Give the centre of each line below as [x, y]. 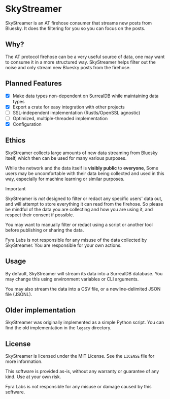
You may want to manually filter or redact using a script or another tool [79, 224]
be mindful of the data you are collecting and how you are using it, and [79, 209]
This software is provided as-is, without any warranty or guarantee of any [82, 372]
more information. [24, 361]
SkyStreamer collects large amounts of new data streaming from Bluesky [82, 153]
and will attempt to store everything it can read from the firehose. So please [84, 204]
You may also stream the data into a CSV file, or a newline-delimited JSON [83, 289]
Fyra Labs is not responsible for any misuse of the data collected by [76, 240]
